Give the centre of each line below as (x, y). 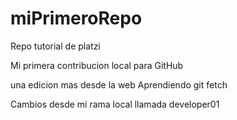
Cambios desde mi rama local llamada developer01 (115, 104)
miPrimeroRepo (76, 18)
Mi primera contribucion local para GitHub (97, 65)
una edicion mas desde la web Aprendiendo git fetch (119, 84)
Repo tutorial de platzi (55, 46)
